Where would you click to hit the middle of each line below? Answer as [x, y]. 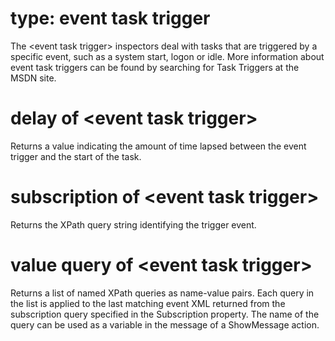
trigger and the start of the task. [76, 156]
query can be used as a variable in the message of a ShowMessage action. [165, 324]
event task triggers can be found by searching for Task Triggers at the [155, 67]
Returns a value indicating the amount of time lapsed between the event [158, 146]
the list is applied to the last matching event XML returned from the [148, 303]
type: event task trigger [110, 18]
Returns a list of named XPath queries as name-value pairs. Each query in [162, 293]
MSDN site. [33, 78]
